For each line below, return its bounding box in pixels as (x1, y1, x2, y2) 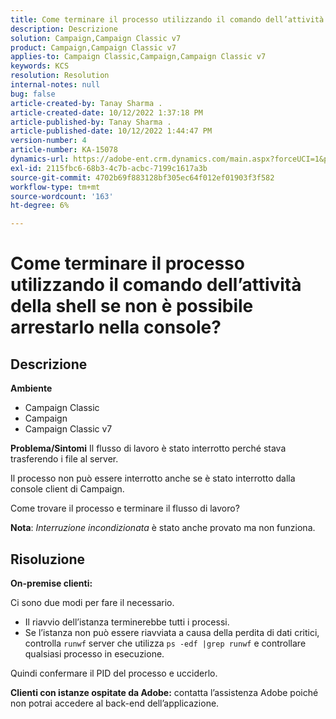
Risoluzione (10, 551, 86, 568)
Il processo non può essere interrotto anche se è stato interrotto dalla (10, 472, 296, 485)
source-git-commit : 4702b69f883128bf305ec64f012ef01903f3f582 (10, 172, 275, 183)
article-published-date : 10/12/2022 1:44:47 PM (10, 126, 213, 136)
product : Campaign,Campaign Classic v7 (10, 42, 177, 53)
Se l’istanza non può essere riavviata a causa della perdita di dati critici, (24, 626, 320, 638)
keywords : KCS (10, 61, 70, 71)
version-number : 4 (10, 136, 87, 146)
